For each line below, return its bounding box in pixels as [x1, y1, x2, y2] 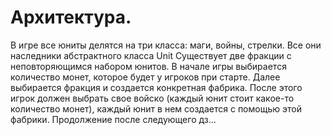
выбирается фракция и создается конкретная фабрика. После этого [10, 81, 303, 93]
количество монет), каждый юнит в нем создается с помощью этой [10, 102, 302, 115]
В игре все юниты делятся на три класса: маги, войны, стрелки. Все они [10, 39, 322, 51]
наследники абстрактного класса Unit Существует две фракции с [10, 49, 292, 61]
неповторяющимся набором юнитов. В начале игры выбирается [10, 60, 287, 72]
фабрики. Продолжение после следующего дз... [10, 113, 217, 125]
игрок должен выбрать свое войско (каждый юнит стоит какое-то [10, 92, 295, 104]
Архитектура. [10, 6, 132, 29]
